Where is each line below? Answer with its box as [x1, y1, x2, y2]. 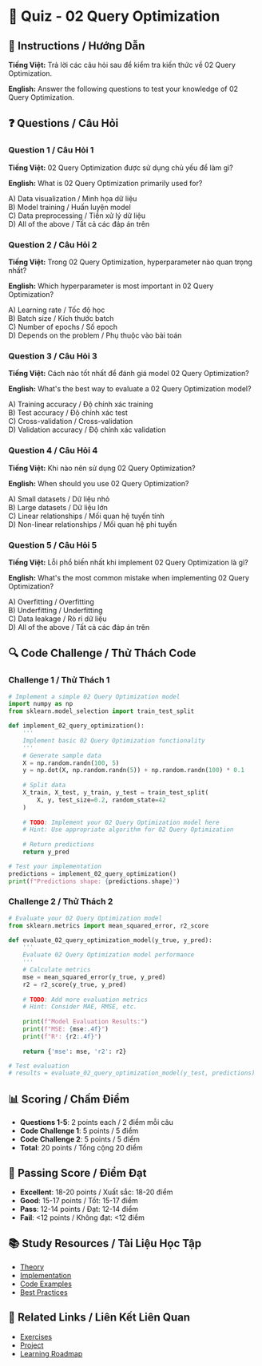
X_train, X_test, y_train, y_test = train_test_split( [22, 789, 209, 797]
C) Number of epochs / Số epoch [8, 322, 118, 331]
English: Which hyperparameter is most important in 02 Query [8, 281, 214, 291]
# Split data [22, 782, 66, 790]
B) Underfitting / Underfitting [8, 605, 103, 615]
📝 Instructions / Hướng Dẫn [8, 39, 145, 53]
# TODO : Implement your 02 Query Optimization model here [22, 818, 220, 826]
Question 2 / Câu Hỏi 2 [8, 239, 97, 250]
